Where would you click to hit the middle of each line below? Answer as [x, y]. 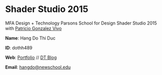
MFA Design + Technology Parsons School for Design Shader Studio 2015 [81, 23]
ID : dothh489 [19, 47]
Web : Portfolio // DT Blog [31, 57]
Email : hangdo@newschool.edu [38, 67]
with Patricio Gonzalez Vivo [33, 28]
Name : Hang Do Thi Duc [30, 38]
